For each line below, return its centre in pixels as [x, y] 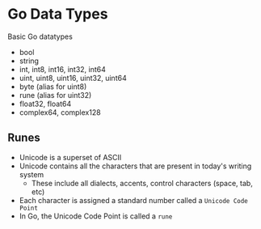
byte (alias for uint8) [53, 87]
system [32, 174]
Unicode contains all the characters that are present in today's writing [135, 166]
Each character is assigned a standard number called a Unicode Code [133, 200]
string [29, 61]
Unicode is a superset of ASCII [70, 157]
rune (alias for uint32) [55, 95]
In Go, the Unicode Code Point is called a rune [96, 216]
